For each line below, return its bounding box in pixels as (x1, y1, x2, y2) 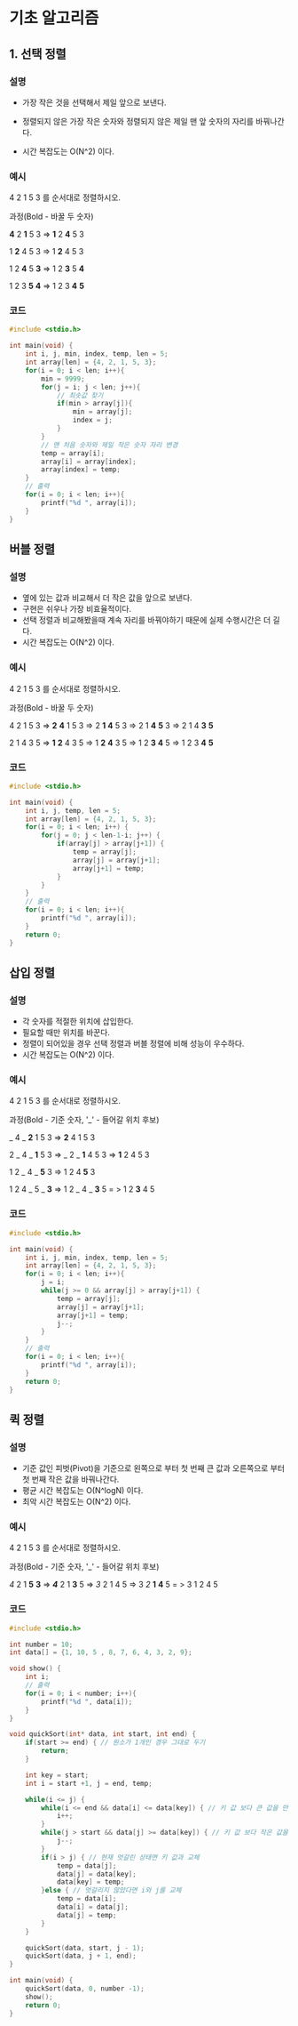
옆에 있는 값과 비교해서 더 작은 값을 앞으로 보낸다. (21, 592, 192, 603)
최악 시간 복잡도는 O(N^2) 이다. (21, 1496, 131, 1507)
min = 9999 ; (41, 374, 86, 383)
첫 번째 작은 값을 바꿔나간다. (21, 1474, 120, 1485)
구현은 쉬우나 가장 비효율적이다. (21, 604, 131, 615)
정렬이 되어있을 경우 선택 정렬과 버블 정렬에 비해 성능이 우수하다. (21, 1038, 245, 1049)
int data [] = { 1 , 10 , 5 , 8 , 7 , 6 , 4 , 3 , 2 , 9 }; (9, 1648, 192, 1657)
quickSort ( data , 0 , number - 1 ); (25, 1984, 145, 1993)
